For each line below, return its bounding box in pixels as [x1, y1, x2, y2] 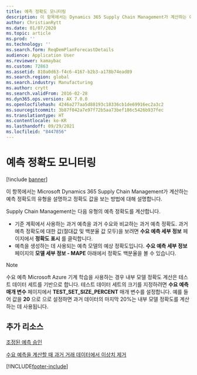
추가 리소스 [6, 322, 44, 332]
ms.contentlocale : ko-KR [6, 118, 67, 124]
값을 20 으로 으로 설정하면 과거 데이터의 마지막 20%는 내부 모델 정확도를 [12, 295, 179, 303]
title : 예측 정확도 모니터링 [6, 8, 66, 15]
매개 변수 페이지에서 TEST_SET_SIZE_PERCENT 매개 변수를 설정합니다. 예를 [6, 288, 183, 295]
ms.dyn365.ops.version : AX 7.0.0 [6, 96, 88, 102]
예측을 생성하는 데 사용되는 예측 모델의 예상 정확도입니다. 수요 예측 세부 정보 [14, 242, 188, 249]
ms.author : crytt [6, 85, 49, 91]
